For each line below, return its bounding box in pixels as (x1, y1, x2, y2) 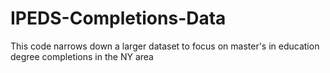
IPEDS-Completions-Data (10, 7, 227, 30)
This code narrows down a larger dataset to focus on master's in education (10, 40, 320, 52)
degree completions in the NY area (10, 50, 154, 62)
